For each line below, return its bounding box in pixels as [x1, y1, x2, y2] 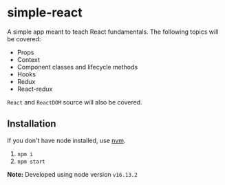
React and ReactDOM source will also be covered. [7, 98, 142, 106]
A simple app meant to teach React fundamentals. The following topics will [7, 28, 219, 36]
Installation [7, 118, 56, 130]
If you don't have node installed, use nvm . [7, 136, 126, 144]
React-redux [17, 85, 53, 93]
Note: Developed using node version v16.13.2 [7, 170, 138, 178]
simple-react [7, 5, 83, 21]
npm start [17, 158, 46, 165]
